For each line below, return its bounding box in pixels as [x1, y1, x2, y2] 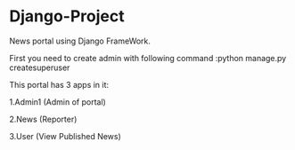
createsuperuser [9, 62, 70, 73]
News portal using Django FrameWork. [9, 36, 152, 46]
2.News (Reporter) [9, 114, 78, 124]
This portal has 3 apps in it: [9, 79, 110, 90]
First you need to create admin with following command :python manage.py [9, 52, 287, 63]
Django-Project [9, 6, 125, 27]
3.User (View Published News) [9, 130, 122, 141]
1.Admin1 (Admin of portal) [9, 96, 107, 107]
